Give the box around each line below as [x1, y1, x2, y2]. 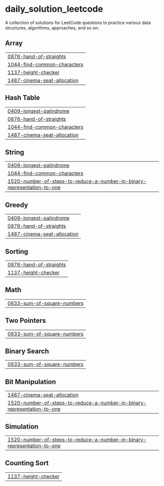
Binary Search [5, 347, 49, 356]
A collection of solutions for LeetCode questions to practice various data [5, 20, 151, 26]
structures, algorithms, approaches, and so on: [5, 25, 99, 30]
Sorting [5, 247, 28, 256]
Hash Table [5, 94, 40, 102]
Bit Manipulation [5, 378, 56, 386]
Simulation [5, 422, 39, 431]
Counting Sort [5, 459, 49, 467]
